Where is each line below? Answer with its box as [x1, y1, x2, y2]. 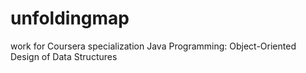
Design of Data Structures [10, 50, 118, 62]
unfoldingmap [10, 7, 130, 30]
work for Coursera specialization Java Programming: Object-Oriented [10, 40, 297, 52]
